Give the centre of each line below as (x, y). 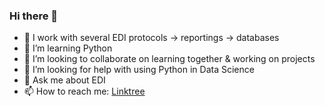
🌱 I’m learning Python (68, 48)
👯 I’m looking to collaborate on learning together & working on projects (169, 59)
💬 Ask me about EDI (64, 80)
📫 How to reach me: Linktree (84, 91)
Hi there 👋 (34, 16)
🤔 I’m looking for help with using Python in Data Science (139, 70)
